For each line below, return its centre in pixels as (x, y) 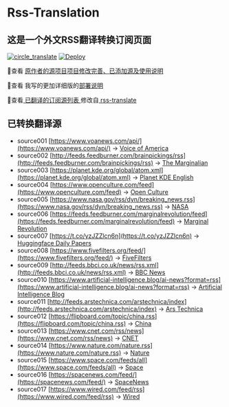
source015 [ (34, 360)
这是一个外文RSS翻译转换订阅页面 (79, 40)
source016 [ (34, 374)
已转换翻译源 (34, 124)
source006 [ (35, 214)
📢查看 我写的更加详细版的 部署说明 (55, 85)
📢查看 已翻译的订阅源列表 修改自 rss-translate (72, 100)
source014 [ (34, 345)
